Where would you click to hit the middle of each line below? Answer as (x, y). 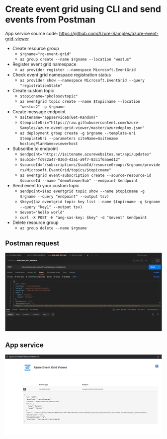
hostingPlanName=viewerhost (49, 144)
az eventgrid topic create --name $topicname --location (80, 101)
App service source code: (32, 33)
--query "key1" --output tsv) (51, 207)
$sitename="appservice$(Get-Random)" (59, 117)
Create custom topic (33, 90)
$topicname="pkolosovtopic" (49, 96)
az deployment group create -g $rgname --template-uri (78, 133)
